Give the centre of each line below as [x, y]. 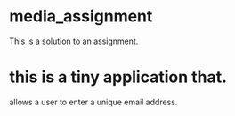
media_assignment [81, 17]
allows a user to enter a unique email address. [93, 102]
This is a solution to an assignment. [74, 41]
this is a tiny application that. [118, 77]
